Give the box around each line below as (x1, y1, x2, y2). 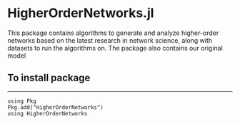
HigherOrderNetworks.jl (7, 5, 154, 21)
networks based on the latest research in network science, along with (7, 36, 213, 44)
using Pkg (7, 98, 37, 105)
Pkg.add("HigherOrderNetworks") (7, 103, 104, 111)
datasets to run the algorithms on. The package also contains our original (7, 43, 223, 52)
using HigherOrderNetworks (7, 110, 88, 117)
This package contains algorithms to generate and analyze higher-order (7, 29, 219, 37)
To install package (7, 72, 91, 84)
